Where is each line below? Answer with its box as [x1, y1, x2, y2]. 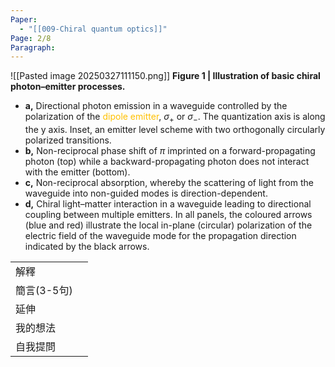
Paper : [10, 14, 38, 25]
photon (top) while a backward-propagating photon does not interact [24, 156, 310, 168]
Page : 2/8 [10, 33, 52, 43]
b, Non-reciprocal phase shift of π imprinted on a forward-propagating [24, 145, 316, 157]
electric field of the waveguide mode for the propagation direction [24, 230, 297, 242]
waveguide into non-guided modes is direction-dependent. [24, 187, 268, 200]
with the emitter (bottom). [24, 166, 131, 178]
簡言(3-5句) [15, 284, 73, 298]
